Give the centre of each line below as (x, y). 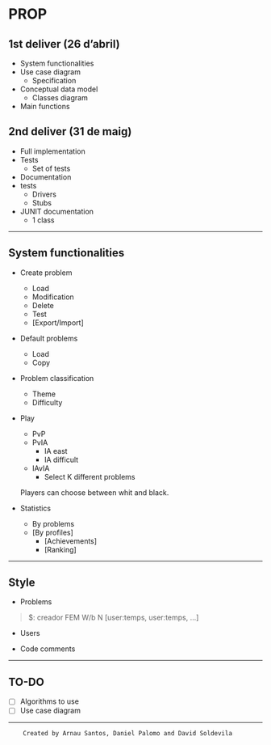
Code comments (48, 649)
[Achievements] (71, 541)
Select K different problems (90, 476)
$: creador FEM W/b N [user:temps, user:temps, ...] (113, 618)
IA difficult (61, 459)
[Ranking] (60, 549)
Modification (53, 297)
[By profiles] (53, 532)
